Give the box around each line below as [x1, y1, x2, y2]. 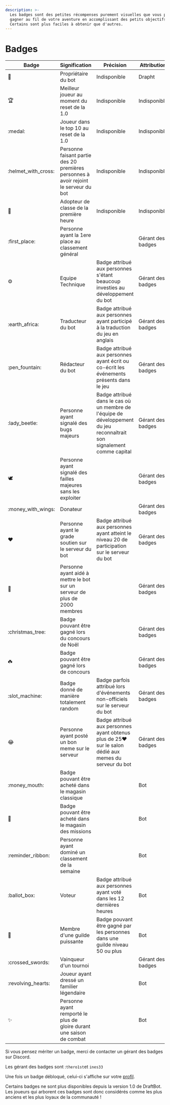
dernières [96, 901, 119, 909]
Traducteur [60, 318, 87, 325]
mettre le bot [60, 576, 91, 583]
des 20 [60, 158, 77, 165]
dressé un [60, 977, 84, 984]
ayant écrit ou [96, 358, 129, 365]
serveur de [60, 588, 86, 596]
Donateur [60, 506, 82, 513]
